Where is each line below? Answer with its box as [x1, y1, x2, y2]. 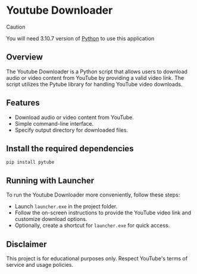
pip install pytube [6, 159, 55, 166]
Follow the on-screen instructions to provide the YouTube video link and [14, 209, 192, 216]
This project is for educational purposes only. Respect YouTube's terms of [6, 255, 188, 262]
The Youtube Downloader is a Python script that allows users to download [6, 68, 187, 75]
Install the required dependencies [6, 144, 134, 154]
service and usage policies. [6, 261, 73, 268]
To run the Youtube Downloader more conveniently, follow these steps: [6, 191, 180, 198]
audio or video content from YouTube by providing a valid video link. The [6, 74, 185, 81]
